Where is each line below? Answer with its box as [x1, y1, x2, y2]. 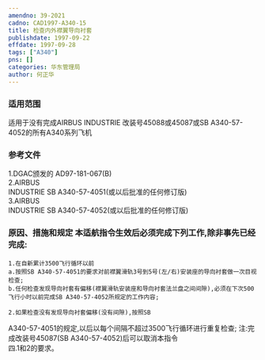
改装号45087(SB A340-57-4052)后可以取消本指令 [14, 333, 179, 343]
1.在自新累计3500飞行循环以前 [8, 259, 95, 267]
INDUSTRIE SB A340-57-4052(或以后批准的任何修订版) [8, 205, 189, 215]
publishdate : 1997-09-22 [8, 33, 90, 42]
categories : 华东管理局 [8, 63, 81, 71]
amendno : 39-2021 [8, 11, 66, 20]
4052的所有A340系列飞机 [8, 128, 93, 137]
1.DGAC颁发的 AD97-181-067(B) [8, 169, 112, 178]
